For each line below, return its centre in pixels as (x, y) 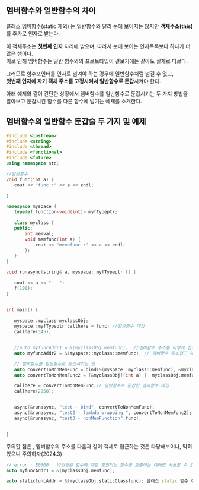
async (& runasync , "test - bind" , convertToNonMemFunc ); (84, 407)
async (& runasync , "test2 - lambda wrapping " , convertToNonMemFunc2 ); (103, 413)
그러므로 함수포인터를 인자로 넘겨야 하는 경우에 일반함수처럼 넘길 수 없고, (90, 74)
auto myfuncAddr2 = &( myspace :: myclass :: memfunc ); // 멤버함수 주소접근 (101, 353)
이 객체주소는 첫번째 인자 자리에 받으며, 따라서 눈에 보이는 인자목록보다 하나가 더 (98, 46)
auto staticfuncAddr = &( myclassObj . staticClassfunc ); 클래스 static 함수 (97, 481)
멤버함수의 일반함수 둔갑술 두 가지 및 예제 (76, 121)
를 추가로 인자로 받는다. (33, 33)
